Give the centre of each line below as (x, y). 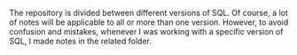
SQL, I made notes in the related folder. (81, 41)
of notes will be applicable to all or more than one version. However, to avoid (149, 22)
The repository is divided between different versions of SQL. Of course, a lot (148, 13)
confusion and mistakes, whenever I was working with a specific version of (146, 31)
